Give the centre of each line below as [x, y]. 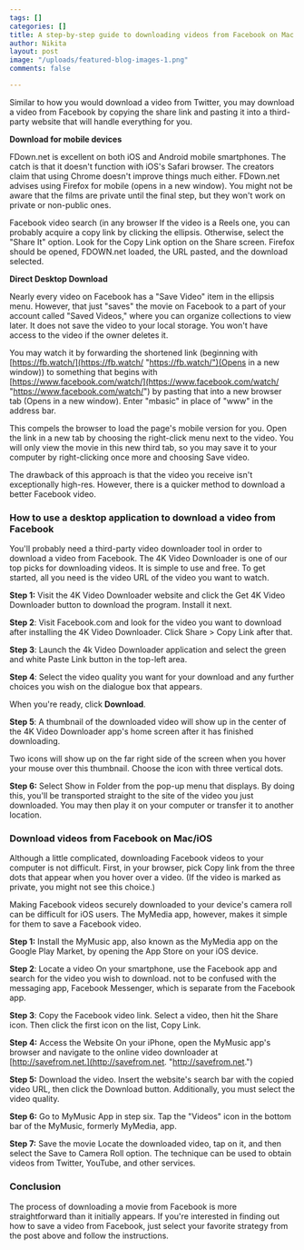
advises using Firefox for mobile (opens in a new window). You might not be [151, 185]
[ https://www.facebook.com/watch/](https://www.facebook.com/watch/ [144, 382]
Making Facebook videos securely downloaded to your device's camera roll [151, 905]
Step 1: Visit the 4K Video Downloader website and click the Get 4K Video [147, 595]
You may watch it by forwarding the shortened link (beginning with [134, 352]
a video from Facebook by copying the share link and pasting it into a [138, 112]
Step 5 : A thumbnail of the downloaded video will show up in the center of [148, 722]
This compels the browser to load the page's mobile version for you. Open [148, 428]
